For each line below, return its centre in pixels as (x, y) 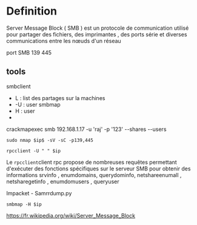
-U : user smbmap (38, 104)
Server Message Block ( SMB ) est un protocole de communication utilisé (98, 28)
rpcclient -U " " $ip (34, 151)
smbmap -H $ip (24, 204)
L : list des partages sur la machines (60, 98)
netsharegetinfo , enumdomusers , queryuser (63, 181)
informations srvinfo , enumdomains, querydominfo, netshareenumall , (94, 175)
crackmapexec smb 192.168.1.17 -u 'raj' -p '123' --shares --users (86, 129)
